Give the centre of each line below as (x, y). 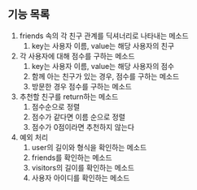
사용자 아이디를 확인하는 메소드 (81, 178)
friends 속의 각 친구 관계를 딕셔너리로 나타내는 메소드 (104, 36)
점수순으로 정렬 (56, 106)
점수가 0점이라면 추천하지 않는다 (83, 127)
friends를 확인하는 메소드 (72, 158)
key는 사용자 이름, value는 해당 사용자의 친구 (103, 45)
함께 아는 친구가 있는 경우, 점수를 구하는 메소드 (105, 76)
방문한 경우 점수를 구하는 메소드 (81, 86)
